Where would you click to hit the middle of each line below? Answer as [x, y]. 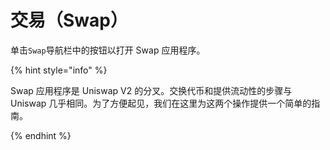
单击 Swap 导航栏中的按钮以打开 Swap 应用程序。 [108, 50]
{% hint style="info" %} [59, 70]
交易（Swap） [69, 20]
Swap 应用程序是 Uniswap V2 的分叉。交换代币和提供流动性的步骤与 [151, 90]
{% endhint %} [41, 135]
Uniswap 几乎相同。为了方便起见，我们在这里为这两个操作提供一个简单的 [161, 103]
